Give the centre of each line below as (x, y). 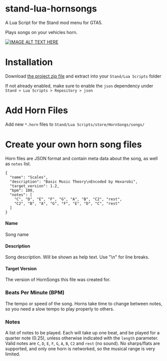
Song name (17, 234)
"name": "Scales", (29, 177)
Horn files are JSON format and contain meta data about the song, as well (81, 158)
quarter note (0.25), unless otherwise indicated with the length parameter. (82, 338)
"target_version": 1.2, (34, 186)
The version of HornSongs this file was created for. (58, 280)
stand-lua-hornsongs (51, 9)
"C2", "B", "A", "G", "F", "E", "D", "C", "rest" (67, 203)
